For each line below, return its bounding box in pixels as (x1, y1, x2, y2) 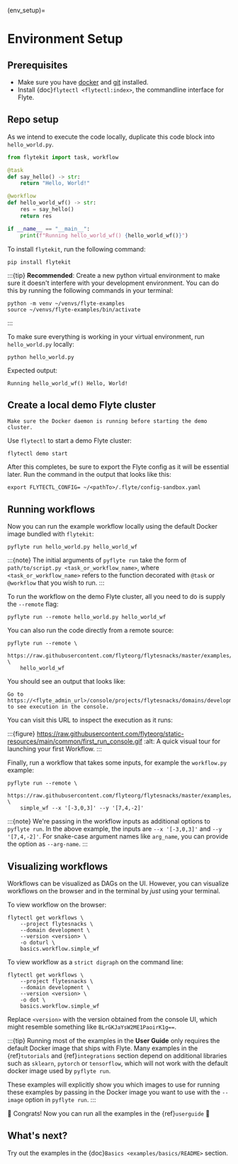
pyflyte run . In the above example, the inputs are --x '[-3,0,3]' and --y (7, 824, 222, 834)
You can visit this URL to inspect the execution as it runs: (7, 716, 174, 724)
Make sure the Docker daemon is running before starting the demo (7, 418, 208, 425)
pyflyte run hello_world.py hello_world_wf (7, 544, 138, 551)
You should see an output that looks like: (7, 677, 126, 686)
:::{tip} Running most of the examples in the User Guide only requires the (7, 1037, 220, 1045)
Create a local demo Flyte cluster (7, 399, 156, 411)
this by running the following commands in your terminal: (7, 286, 174, 294)
